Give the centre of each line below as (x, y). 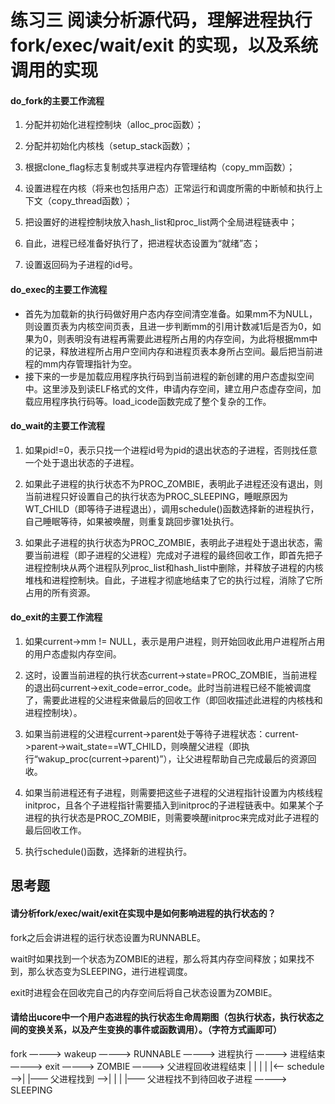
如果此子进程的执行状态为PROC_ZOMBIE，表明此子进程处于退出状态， (169, 542)
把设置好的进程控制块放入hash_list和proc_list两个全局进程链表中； (161, 222)
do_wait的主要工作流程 (57, 426)
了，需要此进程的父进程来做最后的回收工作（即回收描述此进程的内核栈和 (173, 700)
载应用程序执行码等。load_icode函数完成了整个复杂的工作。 (148, 401)
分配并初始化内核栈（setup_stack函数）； (108, 146)
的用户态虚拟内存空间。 (73, 654)
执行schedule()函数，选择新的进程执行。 (108, 851)
